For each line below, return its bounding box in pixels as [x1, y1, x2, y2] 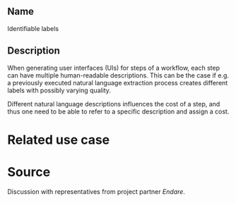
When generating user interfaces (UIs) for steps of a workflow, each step [7, 63, 220, 72]
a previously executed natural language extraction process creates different [7, 78, 228, 87]
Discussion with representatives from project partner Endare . [7, 187, 186, 196]
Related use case [7, 132, 110, 147]
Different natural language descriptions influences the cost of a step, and [7, 99, 220, 108]
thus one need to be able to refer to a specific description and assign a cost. [7, 107, 230, 116]
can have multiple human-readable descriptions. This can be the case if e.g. [7, 70, 230, 80]
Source [7, 164, 51, 180]
